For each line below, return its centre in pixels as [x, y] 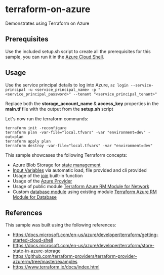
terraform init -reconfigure [36, 128]
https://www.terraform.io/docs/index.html [56, 267]
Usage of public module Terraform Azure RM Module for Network [81, 186]
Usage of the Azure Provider [42, 181]
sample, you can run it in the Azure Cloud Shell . [55, 57]
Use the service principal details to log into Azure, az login [67, 85]
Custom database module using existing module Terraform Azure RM [85, 192]
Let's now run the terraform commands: [47, 119]
